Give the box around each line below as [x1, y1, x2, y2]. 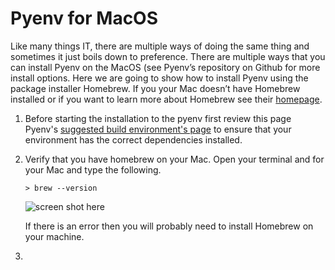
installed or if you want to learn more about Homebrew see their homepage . [10, 93, 323, 105]
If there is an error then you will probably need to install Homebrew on [24, 220, 314, 232]
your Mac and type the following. [24, 163, 162, 176]
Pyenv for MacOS [10, 7, 159, 30]
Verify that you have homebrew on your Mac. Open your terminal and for [24, 153, 325, 165]
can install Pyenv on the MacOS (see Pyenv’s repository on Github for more [10, 61, 321, 73]
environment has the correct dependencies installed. [24, 133, 243, 146]
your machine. [24, 230, 85, 242]
